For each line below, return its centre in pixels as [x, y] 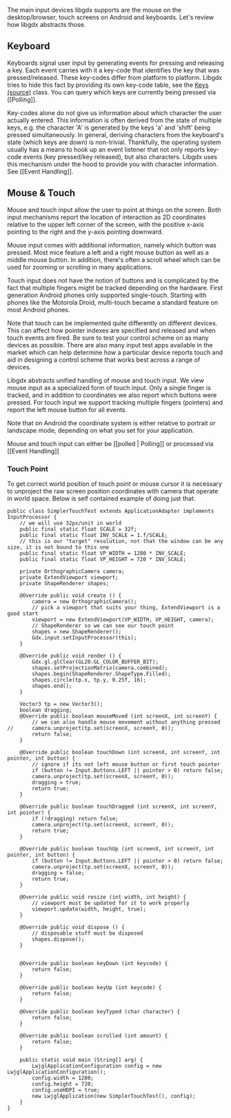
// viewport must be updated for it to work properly [111, 903]
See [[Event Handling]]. [40, 171]
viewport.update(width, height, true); [89, 909]
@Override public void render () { [71, 655]
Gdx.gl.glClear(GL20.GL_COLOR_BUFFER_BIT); [95, 662]
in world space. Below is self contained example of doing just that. [101, 498]
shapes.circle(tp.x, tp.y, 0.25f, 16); [89, 680]
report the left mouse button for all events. [67, 409]
